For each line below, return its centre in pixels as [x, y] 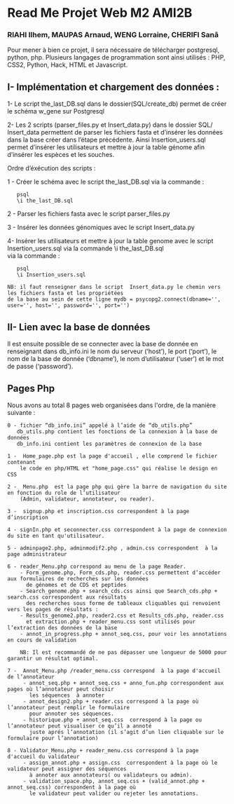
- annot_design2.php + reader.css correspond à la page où [111, 701]
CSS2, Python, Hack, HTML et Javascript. [68, 65]
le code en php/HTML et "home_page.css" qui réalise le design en [119, 468]
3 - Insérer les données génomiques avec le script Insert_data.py [101, 227]
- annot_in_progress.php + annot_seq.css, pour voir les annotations [124, 634]
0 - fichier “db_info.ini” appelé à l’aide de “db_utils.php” [100, 425]
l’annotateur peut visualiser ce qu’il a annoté [80, 726]
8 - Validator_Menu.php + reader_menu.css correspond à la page [103, 750]
